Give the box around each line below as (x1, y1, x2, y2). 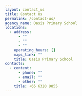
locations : (5, 25, 27, 30)
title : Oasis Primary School (14, 57, 73, 62)
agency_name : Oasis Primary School (5, 20, 78, 26)
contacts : (5, 61, 25, 66)
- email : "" (18, 75, 42, 80)
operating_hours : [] (14, 48, 56, 52)
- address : (9, 30, 32, 34)
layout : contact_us (5, 7, 45, 12)
